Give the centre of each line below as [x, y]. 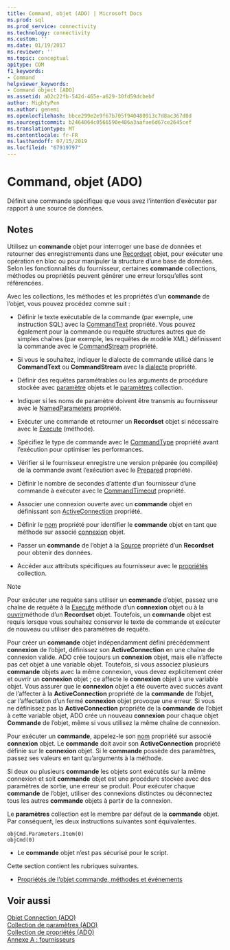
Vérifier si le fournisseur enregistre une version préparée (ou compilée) [117, 462]
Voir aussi [29, 901]
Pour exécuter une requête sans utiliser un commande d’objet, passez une [113, 600]
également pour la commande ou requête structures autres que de [111, 332]
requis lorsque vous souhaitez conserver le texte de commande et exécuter [114, 622]
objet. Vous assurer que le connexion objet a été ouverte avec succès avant [115, 686]
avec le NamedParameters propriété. [69, 408]
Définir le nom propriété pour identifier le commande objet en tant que [117, 524]
